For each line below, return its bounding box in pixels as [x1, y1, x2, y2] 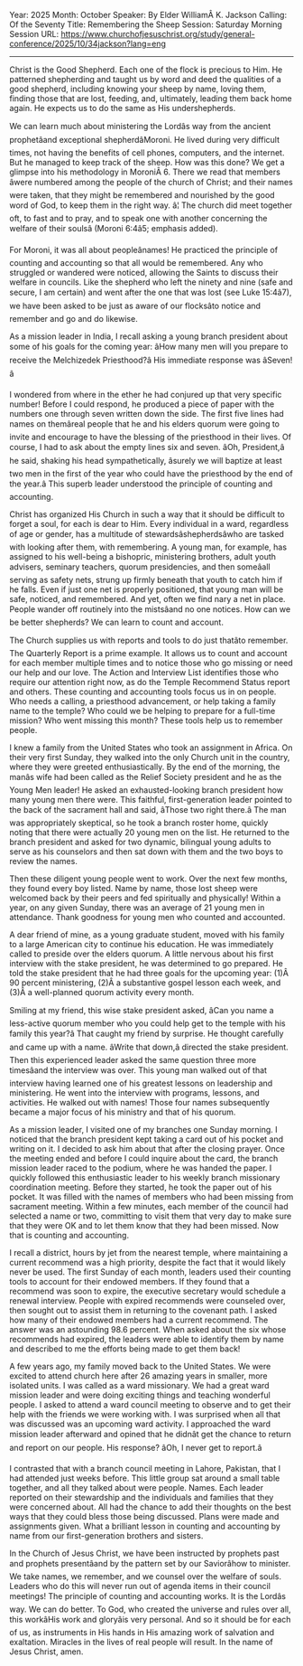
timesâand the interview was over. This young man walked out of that [9, 1065, 268, 1076]
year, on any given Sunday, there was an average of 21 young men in [9, 902, 265, 913]
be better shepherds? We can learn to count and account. [9, 617, 224, 627]
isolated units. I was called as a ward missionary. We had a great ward [9, 1380, 270, 1390]
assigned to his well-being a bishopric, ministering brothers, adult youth [9, 551, 277, 561]
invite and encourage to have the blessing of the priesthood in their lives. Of [9, 431, 291, 442]
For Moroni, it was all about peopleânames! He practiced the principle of [9, 245, 278, 255]
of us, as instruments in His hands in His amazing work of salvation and [9, 1627, 275, 1637]
